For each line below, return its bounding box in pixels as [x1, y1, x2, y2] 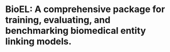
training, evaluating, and [5, 14, 111, 26]
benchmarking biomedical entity [5, 25, 146, 36]
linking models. [5, 36, 72, 47]
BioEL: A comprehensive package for [5, 4, 165, 15]
